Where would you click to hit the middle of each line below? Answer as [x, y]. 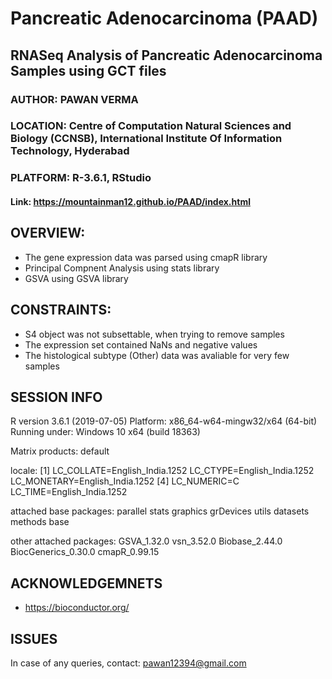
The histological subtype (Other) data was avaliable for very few [157, 355]
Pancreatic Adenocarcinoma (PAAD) [164, 18]
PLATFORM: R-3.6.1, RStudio [81, 178]
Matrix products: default [60, 451]
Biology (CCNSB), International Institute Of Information [146, 139]
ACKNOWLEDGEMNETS [86, 583]
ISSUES [34, 638]
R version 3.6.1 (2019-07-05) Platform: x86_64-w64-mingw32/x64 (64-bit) [164, 421]
